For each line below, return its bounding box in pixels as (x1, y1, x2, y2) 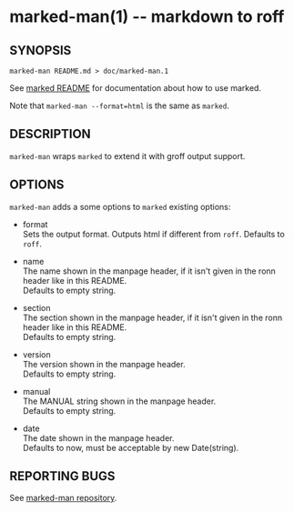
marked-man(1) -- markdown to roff (9, 6, 285, 27)
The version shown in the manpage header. (22, 358, 186, 369)
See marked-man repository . (9, 493, 117, 504)
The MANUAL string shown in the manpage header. (22, 396, 217, 407)
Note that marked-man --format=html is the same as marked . (9, 100, 229, 111)
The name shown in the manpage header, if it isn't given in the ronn (22, 266, 276, 276)
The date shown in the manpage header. (22, 432, 175, 443)
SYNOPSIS (9, 43, 72, 58)
